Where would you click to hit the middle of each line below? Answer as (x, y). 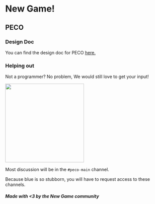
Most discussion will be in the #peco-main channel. (57, 170)
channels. (15, 185)
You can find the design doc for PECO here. (51, 52)
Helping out (20, 65)
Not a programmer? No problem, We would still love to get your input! (77, 77)
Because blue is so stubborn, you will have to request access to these (77, 179)
